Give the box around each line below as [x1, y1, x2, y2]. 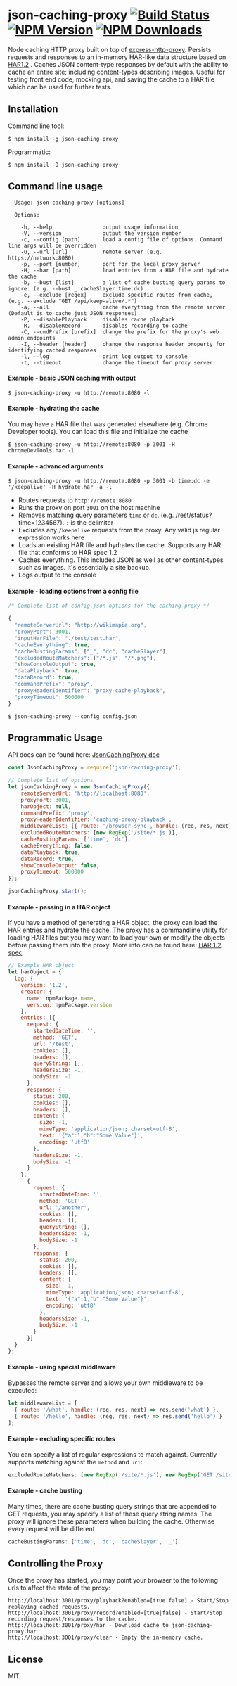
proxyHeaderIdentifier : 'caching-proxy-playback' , [20, 816, 172, 823]
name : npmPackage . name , [26, 995, 97, 1002]
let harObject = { [8, 969, 62, 976]
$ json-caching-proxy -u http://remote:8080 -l [8, 389, 150, 397]
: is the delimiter [65, 518, 114, 527]
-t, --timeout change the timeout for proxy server [20, 359, 213, 366]
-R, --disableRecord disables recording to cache [20, 322, 188, 329]
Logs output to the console [18, 570, 97, 580]
